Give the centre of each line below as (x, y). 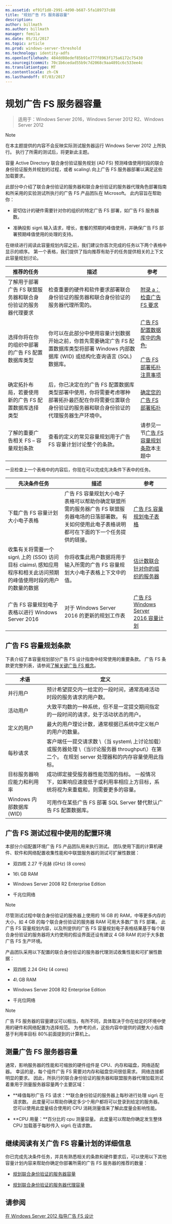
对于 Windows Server (90, 608)
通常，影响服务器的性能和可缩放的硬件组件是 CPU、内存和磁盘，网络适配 (82, 1065)
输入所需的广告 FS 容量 (92, 565)
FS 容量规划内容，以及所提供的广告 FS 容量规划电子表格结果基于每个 (88, 929)
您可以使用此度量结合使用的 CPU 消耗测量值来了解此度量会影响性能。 (86, 1108)
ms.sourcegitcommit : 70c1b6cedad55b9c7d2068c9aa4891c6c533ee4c (74, 63)
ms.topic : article (25, 44)
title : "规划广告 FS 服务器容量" (38, 15)
